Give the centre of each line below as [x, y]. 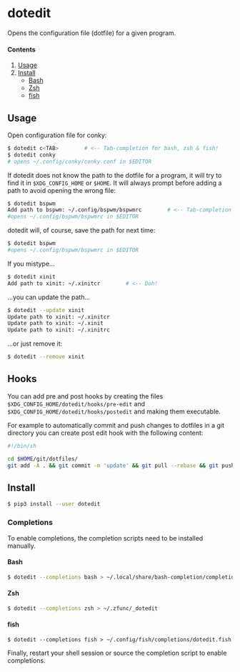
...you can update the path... [49, 297]
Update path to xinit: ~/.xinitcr [59, 317]
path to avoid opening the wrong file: [62, 190]
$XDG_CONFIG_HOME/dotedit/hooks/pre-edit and [76, 403]
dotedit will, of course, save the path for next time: [81, 231]
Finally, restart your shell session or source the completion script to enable [117, 653]
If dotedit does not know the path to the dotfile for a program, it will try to [115, 175]
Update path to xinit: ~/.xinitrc [59, 330]
